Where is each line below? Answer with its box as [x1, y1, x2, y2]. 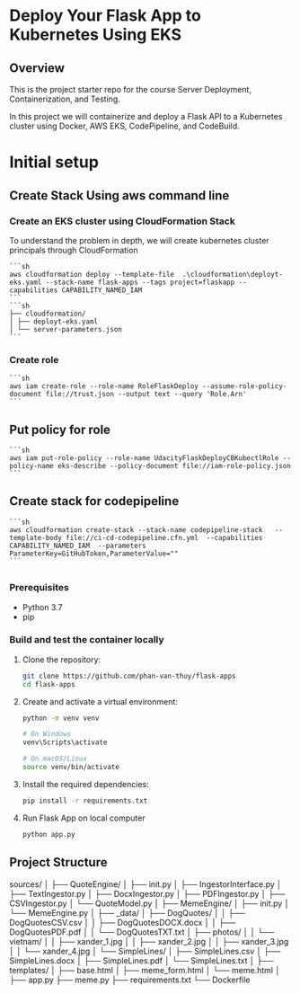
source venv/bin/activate [22, 763, 119, 772]
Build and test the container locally [9, 634, 164, 646]
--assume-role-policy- [201, 382, 287, 391]
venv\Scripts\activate [22, 738, 108, 747]
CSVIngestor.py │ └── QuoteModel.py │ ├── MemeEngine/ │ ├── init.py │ [9, 898, 290, 909]
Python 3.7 [22, 601, 63, 612]
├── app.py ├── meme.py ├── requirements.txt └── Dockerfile [9, 974, 251, 985]
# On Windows [22, 730, 72, 739]
